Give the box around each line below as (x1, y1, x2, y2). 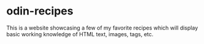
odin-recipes (6, 4, 74, 18)
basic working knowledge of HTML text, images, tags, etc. (6, 30, 154, 37)
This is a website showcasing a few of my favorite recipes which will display (6, 24, 198, 31)
